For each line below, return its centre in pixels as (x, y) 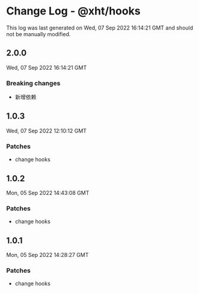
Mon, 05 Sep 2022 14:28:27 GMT (47, 255)
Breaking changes (33, 83)
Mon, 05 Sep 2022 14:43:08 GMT (48, 193)
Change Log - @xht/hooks (73, 11)
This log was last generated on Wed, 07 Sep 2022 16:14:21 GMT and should (100, 28)
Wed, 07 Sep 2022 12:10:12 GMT (47, 131)
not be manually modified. (38, 34)
